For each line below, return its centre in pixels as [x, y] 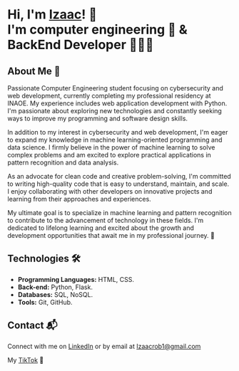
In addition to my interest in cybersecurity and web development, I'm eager [118, 132]
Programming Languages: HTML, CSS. [76, 279]
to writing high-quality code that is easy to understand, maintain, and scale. [118, 184]
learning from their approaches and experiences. [79, 199]
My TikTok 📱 [26, 360]
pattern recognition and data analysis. [63, 162]
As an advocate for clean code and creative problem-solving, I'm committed [119, 176]
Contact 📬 [32, 326]
